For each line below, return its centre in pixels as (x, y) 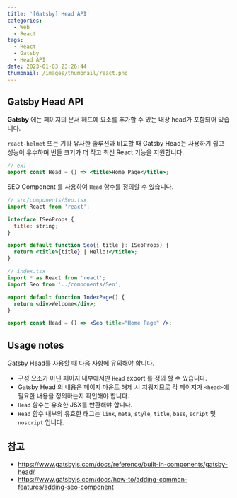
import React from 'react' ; (49, 207)
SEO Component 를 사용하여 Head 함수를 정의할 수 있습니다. (91, 187)
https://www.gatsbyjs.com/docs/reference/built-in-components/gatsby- (123, 464)
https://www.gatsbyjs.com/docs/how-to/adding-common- (102, 479)
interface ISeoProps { (41, 219)
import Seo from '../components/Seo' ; (64, 284)
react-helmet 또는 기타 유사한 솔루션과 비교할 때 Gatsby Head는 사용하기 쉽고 (116, 144)
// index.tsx (27, 272)
